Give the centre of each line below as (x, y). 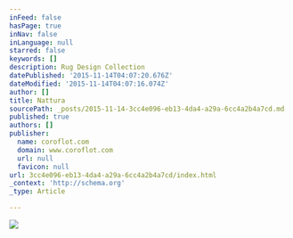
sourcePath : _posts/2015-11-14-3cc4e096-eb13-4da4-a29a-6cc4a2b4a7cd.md (147, 109)
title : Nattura (37, 100)
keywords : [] (33, 59)
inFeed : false (36, 17)
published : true (39, 117)
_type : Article (37, 192)
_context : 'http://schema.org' (67, 184)
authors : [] (31, 126)
